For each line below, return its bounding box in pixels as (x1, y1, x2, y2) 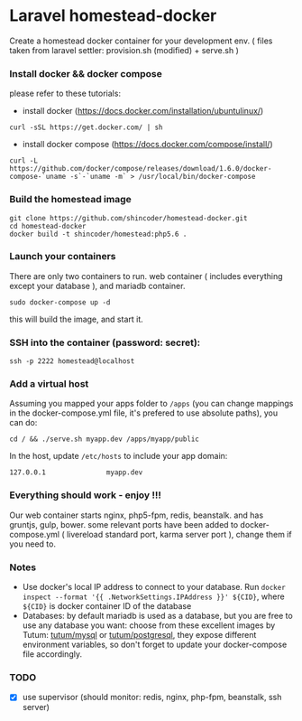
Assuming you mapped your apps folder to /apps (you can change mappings (9, 398, 294, 409)
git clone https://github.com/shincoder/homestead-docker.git (9, 213, 248, 222)
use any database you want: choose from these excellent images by (22, 620, 276, 631)
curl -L (9, 156, 39, 165)
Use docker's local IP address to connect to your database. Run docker (22, 582, 286, 593)
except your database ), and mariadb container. (9, 280, 186, 291)
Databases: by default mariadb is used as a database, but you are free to (22, 611, 293, 622)
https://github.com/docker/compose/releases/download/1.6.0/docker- (9, 164, 272, 173)
